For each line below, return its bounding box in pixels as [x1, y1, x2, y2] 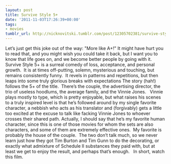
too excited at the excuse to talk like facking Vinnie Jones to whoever [5, 110, 151, 116]
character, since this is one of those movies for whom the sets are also [5, 121, 154, 127]
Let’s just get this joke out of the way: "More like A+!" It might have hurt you [5, 45, 164, 51]
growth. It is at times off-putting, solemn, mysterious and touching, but [5, 67, 155, 73]
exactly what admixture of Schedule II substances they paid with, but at [5, 143, 155, 149]
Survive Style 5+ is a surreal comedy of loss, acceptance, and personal [5, 62, 155, 67]
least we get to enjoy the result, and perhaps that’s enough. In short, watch [5, 149, 165, 154]
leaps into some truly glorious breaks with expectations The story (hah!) [5, 78, 156, 84]
